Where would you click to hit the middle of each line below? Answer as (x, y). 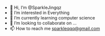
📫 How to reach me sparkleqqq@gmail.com (55, 28)
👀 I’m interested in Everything (40, 13)
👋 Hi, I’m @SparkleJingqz (35, 8)
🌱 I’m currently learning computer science (52, 18)
